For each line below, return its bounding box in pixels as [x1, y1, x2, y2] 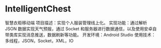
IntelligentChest [5, 3, 71, 14]
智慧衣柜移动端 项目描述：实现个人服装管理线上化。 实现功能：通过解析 [5, 20, 147, 25]
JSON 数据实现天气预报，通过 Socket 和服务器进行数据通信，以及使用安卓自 [5, 25, 157, 32]
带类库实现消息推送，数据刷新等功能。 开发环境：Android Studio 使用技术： [5, 32, 156, 37]
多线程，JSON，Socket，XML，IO [5, 37, 74, 44]
